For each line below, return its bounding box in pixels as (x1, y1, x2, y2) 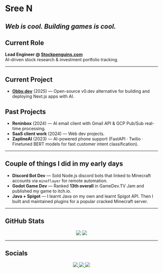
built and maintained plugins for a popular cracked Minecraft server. (12, 198, 148, 204)
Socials (5, 249, 28, 257)
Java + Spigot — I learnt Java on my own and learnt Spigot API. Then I (12, 193, 154, 199)
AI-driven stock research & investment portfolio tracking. (5, 57, 119, 63)
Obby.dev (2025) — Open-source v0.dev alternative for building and (12, 88, 150, 94)
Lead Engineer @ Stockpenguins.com (5, 51, 83, 57)
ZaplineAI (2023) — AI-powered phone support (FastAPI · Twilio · (12, 136, 143, 142)
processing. (22, 126, 46, 132)
